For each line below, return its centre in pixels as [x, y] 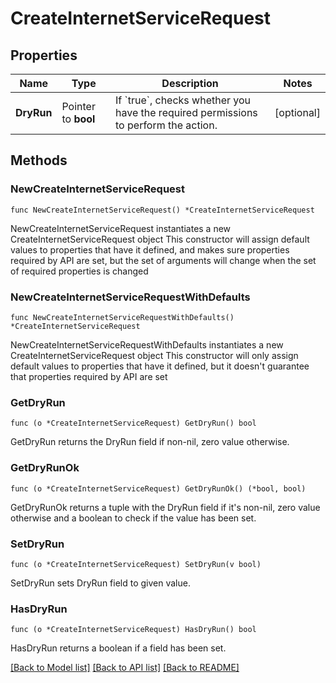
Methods [39, 160]
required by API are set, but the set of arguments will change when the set [163, 260]
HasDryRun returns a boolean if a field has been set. [118, 648]
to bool [78, 119]
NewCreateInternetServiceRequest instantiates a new [121, 228]
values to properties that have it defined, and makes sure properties [150, 249]
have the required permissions [186, 112]
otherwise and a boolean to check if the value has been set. [133, 518]
